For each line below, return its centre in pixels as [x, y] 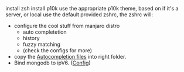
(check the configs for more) [57, 51]
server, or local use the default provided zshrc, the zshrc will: [79, 15]
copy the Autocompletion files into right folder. [70, 57]
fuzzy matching [42, 44]
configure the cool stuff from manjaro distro [67, 26]
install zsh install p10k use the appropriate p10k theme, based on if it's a [92, 8]
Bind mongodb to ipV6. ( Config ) [52, 63]
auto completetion [45, 32]
